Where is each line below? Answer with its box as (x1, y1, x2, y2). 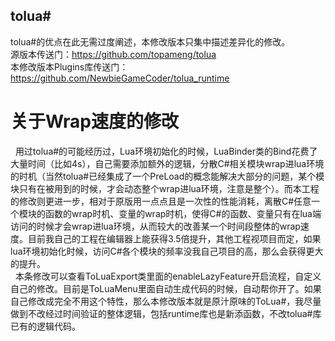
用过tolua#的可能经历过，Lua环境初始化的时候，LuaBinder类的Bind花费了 (14, 145, 318, 157)
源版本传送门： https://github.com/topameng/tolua (10, 48, 217, 60)
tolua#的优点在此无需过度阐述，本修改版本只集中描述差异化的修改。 (10, 35, 291, 48)
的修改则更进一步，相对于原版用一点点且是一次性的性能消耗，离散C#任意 (10, 195, 312, 207)
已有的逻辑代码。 (10, 320, 81, 332)
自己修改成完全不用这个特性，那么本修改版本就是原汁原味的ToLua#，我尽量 (10, 295, 322, 307)
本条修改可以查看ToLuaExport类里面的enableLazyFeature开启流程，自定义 (14, 270, 322, 282)
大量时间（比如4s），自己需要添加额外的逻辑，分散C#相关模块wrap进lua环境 (10, 157, 325, 169)
